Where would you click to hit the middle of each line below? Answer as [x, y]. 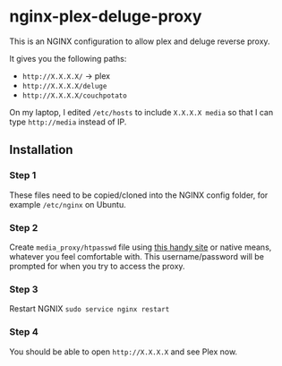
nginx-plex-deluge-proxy [106, 17]
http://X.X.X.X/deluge [64, 86]
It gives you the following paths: [68, 58]
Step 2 [24, 227]
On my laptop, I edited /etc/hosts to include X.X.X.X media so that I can [141, 112]
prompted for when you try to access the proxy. [97, 266]
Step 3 [24, 289]
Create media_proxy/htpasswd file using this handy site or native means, [141, 247]
